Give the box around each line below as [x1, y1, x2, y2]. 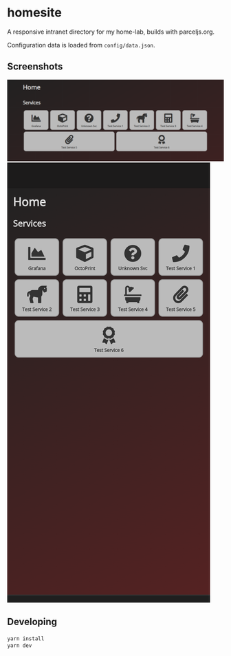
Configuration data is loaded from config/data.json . [7, 41, 156, 49]
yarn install [7, 635, 45, 642]
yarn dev [7, 642, 32, 649]
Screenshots [7, 61, 63, 73]
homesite [7, 5, 62, 21]
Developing [7, 616, 57, 628]
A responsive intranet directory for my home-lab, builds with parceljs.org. [7, 28, 215, 36]
